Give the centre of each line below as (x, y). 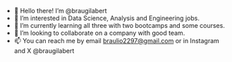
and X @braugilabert (44, 51)
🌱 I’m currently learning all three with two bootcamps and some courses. (120, 25)
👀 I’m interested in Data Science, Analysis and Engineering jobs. (106, 18)
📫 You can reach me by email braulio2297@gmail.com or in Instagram (117, 41)
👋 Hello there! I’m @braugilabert (60, 11)
